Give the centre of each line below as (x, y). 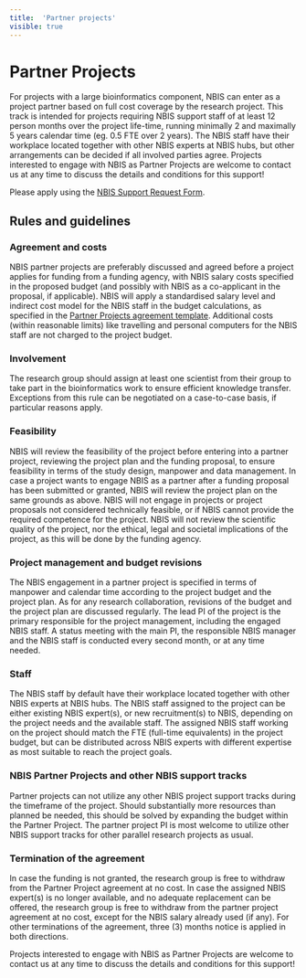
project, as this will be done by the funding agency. (106, 538)
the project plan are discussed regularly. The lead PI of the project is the (145, 611)
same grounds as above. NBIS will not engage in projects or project (136, 500)
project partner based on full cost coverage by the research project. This (147, 107)
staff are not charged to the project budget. (91, 335)
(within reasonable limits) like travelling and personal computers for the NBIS (153, 325)
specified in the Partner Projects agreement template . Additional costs (142, 315)
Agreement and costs (58, 247)
